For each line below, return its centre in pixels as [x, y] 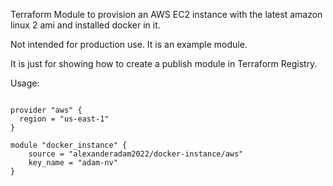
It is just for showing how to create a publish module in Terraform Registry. [164, 63]
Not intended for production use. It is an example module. [129, 44]
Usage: [25, 83]
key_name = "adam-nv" [73, 163]
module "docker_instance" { [69, 145]
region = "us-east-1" [64, 119]
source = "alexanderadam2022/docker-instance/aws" [136, 154]
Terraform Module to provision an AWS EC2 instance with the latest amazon [166, 14]
